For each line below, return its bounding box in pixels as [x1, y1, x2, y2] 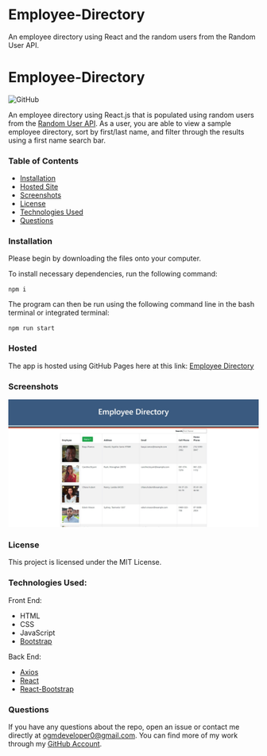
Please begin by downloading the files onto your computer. [8, 253, 201, 264]
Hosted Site [19, 182, 59, 192]
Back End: [8, 652, 41, 661]
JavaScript [19, 628, 56, 637]
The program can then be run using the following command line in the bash [8, 300, 255, 309]
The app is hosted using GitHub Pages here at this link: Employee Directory [8, 361, 254, 370]
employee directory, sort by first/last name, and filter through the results [8, 127, 245, 136]
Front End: [8, 595, 42, 605]
